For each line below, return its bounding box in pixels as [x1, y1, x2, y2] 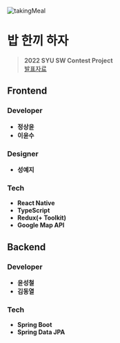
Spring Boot [17, 321, 52, 329]
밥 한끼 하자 [7, 33, 69, 49]
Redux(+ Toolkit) [17, 213, 67, 222]
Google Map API [17, 221, 65, 229]
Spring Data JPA [17, 328, 66, 336]
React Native [17, 199, 55, 207]
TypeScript [17, 206, 50, 215]
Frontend [7, 85, 48, 97]
